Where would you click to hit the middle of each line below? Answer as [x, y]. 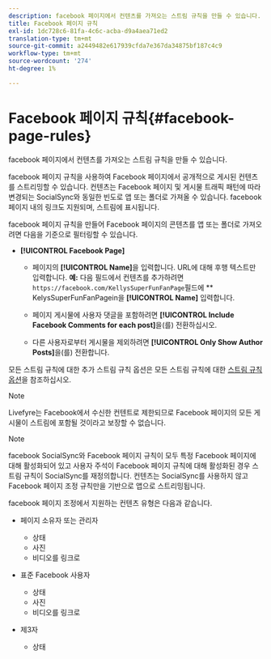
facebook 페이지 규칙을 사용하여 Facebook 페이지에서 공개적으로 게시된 [123, 176]
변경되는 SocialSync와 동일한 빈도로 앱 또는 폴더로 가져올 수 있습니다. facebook [135, 197]
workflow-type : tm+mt [45, 53]
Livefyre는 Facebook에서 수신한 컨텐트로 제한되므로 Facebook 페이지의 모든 [130, 412]
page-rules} [50, 136]
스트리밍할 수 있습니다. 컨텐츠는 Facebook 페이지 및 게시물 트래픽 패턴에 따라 [139, 186]
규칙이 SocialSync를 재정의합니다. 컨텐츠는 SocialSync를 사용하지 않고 [136, 475]
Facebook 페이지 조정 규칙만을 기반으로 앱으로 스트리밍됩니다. [107, 486]
